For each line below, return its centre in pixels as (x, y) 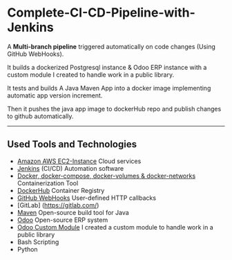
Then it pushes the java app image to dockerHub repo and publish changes (114, 109)
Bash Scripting (38, 242)
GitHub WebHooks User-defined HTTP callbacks (87, 198)
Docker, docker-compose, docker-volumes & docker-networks (106, 176)
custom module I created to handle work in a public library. (91, 75)
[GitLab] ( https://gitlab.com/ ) (58, 205)
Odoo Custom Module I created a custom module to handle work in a (115, 227)
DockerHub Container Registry (61, 190)
